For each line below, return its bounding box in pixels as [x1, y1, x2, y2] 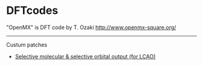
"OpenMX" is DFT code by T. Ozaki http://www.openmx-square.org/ [6, 24, 176, 31]
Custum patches [6, 41, 47, 48]
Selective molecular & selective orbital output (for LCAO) [14, 53, 156, 60]
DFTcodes [6, 4, 59, 18]
